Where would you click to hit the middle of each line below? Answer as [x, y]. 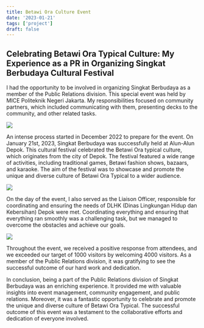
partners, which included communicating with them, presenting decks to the [102, 107]
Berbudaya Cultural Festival [60, 73]
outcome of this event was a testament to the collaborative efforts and [94, 312]
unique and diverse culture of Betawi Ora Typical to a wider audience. [94, 176]
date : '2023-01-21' [31, 18]
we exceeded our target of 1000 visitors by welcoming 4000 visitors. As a [99, 255]
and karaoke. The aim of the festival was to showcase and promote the [95, 169]
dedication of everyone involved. [47, 319]
